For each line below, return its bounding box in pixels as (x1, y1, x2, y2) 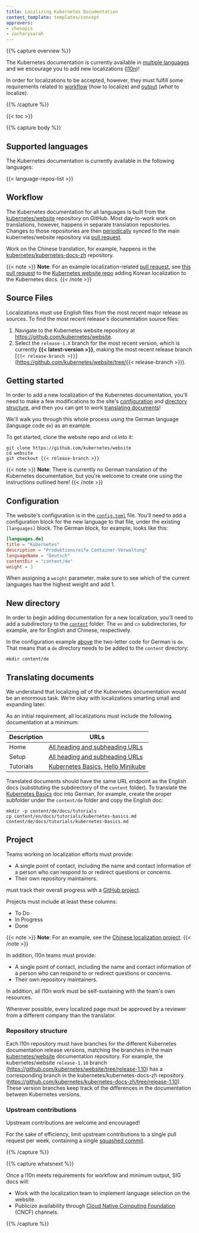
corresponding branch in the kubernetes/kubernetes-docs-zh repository (6, 1072, 184, 1079)
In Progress (14, 916, 43, 923)
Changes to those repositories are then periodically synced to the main (6, 227, 180, 234)
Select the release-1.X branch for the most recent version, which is (14, 339, 180, 347)
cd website (6, 450, 33, 456)
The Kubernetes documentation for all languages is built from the (6, 208, 166, 215)
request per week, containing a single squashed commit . (6, 1137, 145, 1144)
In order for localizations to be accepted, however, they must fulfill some (6, 77, 184, 84)
